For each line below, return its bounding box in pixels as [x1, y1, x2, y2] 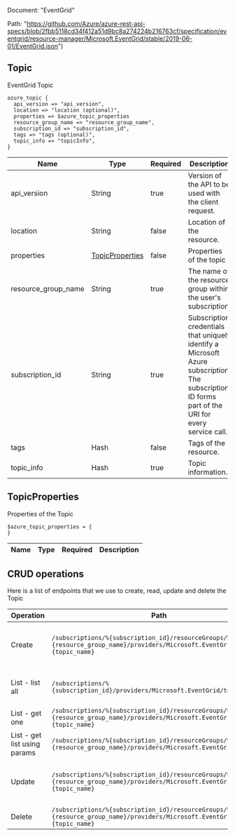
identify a [187, 339, 219, 349]
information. [187, 467, 228, 476]
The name [187, 266, 222, 276]
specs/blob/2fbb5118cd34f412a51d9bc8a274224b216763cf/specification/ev [7, 27, 227, 35]
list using [10, 739, 41, 749]
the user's [187, 293, 222, 302]
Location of [187, 217, 226, 227]
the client [187, 196, 219, 206]
